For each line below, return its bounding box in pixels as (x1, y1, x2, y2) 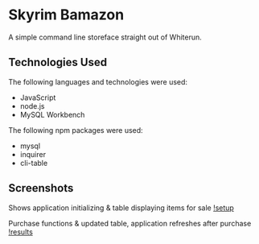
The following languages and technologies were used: (8, 77, 187, 86)
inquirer (19, 149, 47, 159)
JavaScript (19, 93, 56, 102)
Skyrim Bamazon (8, 6, 125, 24)
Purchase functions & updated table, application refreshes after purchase (8, 218, 252, 228)
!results (8, 227, 34, 237)
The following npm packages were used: (8, 125, 143, 134)
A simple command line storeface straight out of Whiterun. (8, 32, 203, 42)
